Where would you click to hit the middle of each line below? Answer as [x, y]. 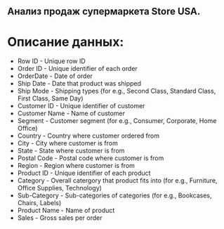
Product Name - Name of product [66, 211]
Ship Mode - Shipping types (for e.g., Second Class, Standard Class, [117, 91]
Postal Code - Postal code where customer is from [91, 158]
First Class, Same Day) [50, 98]
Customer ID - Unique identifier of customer [81, 106]
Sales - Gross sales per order [60, 218]
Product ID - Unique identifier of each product [84, 173]
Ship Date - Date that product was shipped [79, 84]
